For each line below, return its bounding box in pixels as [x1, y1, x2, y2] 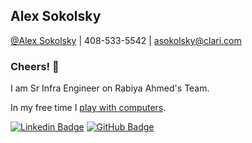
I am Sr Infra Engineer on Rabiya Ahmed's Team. [10, 82, 210, 94]
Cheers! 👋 [10, 59, 60, 73]
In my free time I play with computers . [10, 102, 167, 114]
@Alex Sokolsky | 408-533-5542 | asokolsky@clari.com [10, 34, 242, 46]
